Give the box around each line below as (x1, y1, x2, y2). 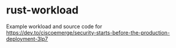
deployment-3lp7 (6, 35, 49, 42)
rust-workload (6, 4, 79, 17)
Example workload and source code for (6, 23, 103, 30)
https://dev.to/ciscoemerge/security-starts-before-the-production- (6, 29, 170, 36)
